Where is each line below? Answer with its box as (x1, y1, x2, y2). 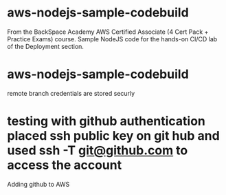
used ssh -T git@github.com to (7, 143, 188, 158)
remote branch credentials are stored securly (7, 89, 135, 97)
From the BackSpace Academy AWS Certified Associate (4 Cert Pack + (7, 28, 209, 36)
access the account (7, 157, 122, 173)
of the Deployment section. (7, 42, 84, 50)
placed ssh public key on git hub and (7, 128, 220, 144)
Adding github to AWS (7, 180, 70, 188)
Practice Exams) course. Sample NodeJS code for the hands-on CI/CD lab (7, 34, 218, 43)
